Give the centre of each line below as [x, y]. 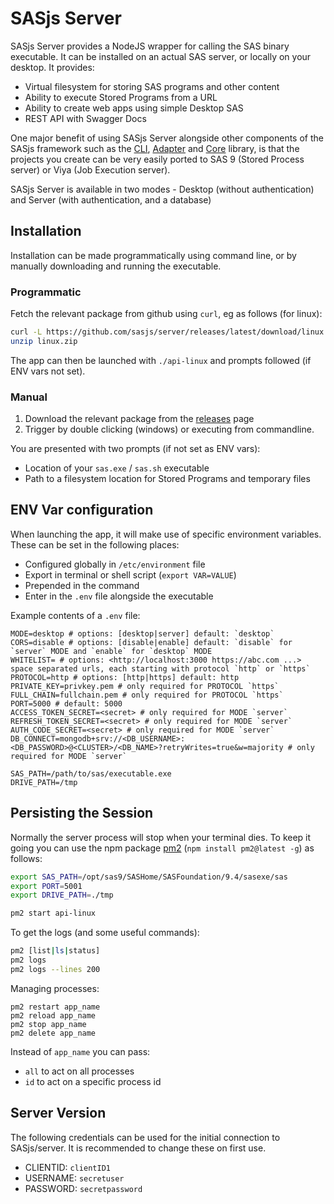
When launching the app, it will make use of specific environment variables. [166, 534]
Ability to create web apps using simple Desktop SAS [134, 108]
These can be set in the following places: [95, 544]
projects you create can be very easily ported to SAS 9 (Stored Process [157, 159]
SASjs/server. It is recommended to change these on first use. [138, 1148]
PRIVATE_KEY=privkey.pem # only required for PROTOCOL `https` [145, 686]
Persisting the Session [82, 813]
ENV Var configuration [82, 510]
